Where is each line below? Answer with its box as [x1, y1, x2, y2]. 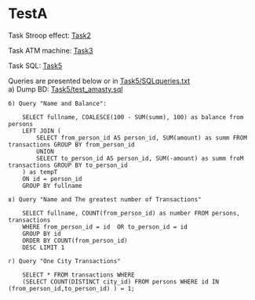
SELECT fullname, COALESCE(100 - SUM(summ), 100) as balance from [22, 113, 244, 121]
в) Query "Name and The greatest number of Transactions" [8, 195, 202, 204]
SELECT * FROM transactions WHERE [22, 271, 135, 279]
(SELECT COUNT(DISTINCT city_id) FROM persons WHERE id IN [22, 277, 220, 286]
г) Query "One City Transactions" [8, 257, 122, 265]
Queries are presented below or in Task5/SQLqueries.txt [8, 76, 191, 85]
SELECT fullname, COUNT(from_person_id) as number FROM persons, [22, 209, 241, 217]
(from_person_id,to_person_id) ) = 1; [8, 284, 135, 292]
